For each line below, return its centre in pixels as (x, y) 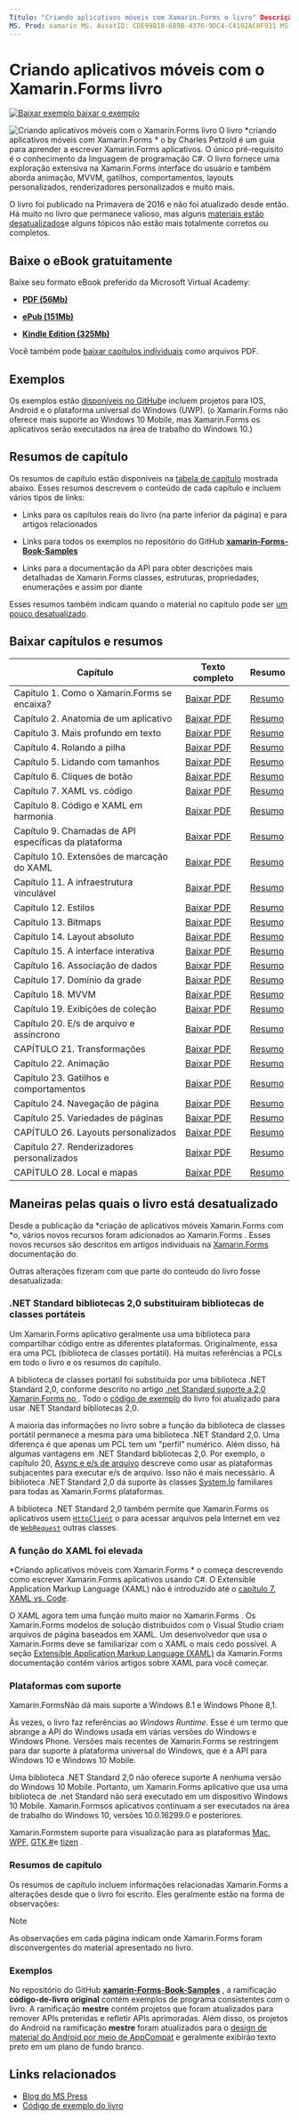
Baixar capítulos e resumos (86, 642)
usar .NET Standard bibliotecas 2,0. (74, 1408)
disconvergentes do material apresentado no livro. (101, 1947)
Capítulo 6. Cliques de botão (73, 776)
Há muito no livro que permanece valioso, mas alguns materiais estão (137, 214)
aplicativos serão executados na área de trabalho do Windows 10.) (131, 429)
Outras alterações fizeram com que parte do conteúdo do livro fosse (135, 1271)
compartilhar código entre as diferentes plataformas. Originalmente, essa (143, 1343)
